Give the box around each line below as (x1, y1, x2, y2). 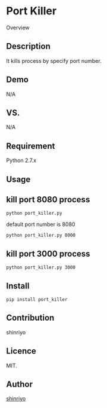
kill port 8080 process (6, 194, 90, 205)
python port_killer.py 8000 (6, 232, 76, 239)
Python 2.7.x (6, 157, 37, 164)
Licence (6, 346, 37, 357)
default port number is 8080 (6, 221, 75, 228)
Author (6, 379, 33, 389)
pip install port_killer (6, 297, 68, 303)
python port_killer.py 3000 (6, 264, 76, 270)
